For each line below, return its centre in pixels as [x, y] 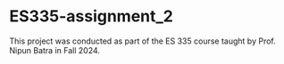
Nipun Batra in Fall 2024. [55, 50]
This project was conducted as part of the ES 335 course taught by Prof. [142, 41]
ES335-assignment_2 [92, 16]
